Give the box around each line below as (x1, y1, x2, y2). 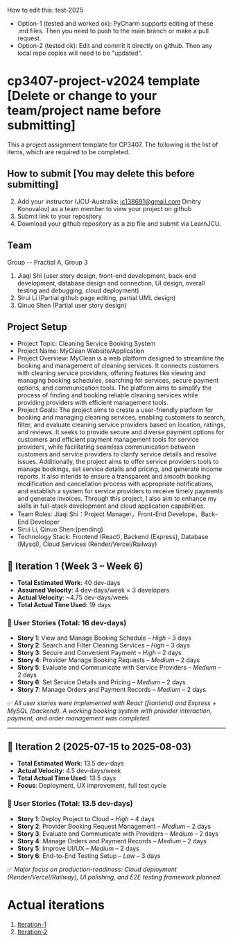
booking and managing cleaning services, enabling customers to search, (17, 413, 225, 422)
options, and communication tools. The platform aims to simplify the (17, 383, 212, 392)
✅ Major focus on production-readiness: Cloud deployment (7, 865, 177, 873)
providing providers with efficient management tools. (17, 399, 169, 407)
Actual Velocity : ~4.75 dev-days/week (17, 593, 129, 602)
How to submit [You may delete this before (7, 168, 195, 180)
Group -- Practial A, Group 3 (7, 258, 88, 266)
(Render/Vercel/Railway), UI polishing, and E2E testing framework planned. (7, 873, 222, 881)
